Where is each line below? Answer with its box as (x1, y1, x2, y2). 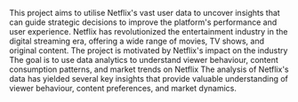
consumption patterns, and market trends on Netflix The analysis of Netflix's (9, 64, 289, 75)
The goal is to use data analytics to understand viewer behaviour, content (9, 55, 278, 65)
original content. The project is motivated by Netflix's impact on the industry (9, 45, 288, 56)
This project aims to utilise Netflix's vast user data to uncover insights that (9, 8, 280, 18)
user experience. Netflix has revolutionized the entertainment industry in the (9, 27, 288, 36)
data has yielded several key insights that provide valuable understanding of (9, 74, 289, 83)
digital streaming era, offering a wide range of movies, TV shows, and (9, 35, 265, 46)
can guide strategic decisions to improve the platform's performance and (9, 17, 278, 27)
